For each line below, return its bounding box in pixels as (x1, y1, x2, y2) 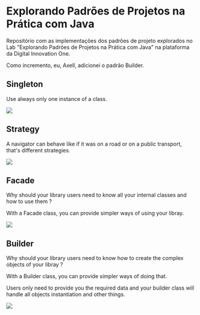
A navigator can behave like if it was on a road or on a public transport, (6, 140, 183, 148)
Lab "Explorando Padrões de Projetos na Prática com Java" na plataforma (6, 44, 190, 51)
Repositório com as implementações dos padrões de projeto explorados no (6, 37, 193, 44)
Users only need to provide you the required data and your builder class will (6, 284, 195, 291)
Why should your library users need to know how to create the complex (6, 255, 184, 262)
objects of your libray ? (6, 261, 63, 268)
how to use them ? (6, 198, 52, 205)
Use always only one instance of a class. (6, 95, 107, 102)
